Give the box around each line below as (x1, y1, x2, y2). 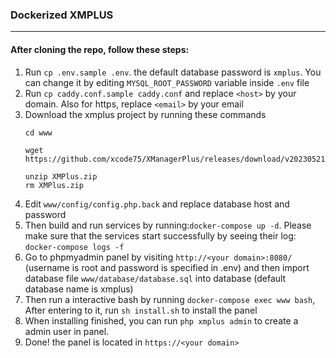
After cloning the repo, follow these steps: (10, 43, 190, 55)
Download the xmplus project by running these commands (24, 108, 267, 120)
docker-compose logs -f (24, 242, 125, 252)
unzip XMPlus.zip (24, 171, 98, 182)
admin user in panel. (24, 325, 110, 337)
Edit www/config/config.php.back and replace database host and (24, 198, 290, 210)
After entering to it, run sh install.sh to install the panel (24, 304, 258, 316)
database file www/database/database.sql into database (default (24, 272, 287, 284)
